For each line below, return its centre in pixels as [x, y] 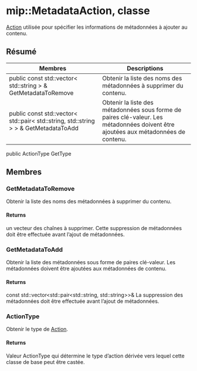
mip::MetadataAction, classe [78, 11]
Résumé [21, 52]
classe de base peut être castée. [45, 362]
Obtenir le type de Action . [37, 329]
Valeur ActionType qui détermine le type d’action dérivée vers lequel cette [95, 356]
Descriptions [145, 68]
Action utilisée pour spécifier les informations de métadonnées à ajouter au [97, 27]
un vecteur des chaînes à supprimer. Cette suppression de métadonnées [94, 228]
